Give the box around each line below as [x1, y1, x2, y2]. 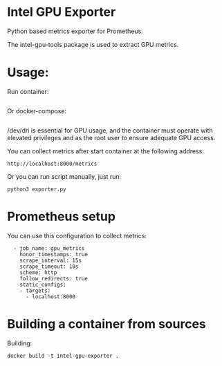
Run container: [7, 87, 49, 95]
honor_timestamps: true [19, 251, 89, 258]
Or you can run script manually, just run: [7, 172, 122, 180]
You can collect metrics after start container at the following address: [7, 146, 204, 155]
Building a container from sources [7, 316, 206, 331]
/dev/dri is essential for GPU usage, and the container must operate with [7, 126, 213, 135]
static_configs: [19, 281, 67, 288]
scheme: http [19, 269, 57, 276]
